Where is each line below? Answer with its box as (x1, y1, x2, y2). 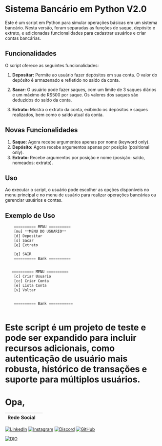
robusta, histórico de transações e (5, 364, 147, 375)
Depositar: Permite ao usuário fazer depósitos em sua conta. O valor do (12, 72, 158, 78)
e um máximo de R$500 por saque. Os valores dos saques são (12, 92, 139, 97)
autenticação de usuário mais (5, 353, 128, 364)
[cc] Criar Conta (14, 278, 49, 283)
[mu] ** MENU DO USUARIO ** (14, 229, 67, 234)
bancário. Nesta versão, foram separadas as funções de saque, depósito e (5, 24, 155, 30)
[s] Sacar (14, 238, 34, 243)
